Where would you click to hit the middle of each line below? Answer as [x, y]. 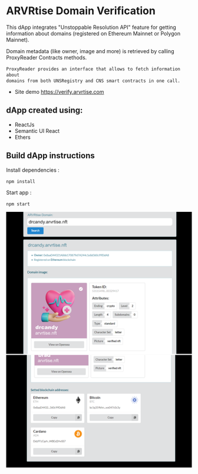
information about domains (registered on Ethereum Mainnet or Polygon [93, 33]
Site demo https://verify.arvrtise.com [59, 91]
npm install [21, 181]
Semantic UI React [37, 130]
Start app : [19, 192]
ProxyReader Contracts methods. [47, 57]
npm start [18, 204]
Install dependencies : [33, 170]
